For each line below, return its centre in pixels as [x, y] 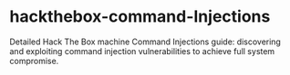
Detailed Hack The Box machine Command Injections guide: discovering [145, 42]
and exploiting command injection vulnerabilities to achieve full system [142, 51]
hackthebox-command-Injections [140, 17]
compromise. [34, 61]
